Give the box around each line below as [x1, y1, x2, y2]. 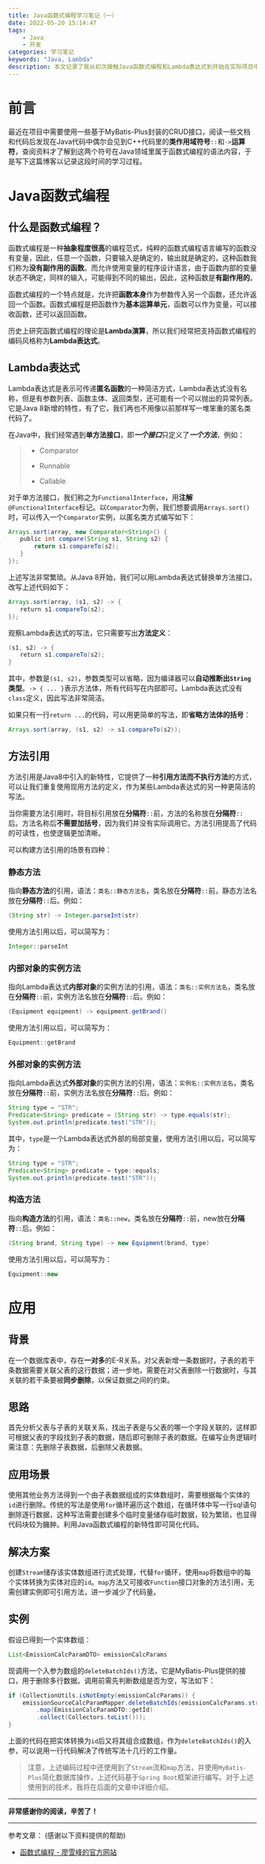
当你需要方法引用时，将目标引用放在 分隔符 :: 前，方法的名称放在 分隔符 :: [8, 808, 244, 818]
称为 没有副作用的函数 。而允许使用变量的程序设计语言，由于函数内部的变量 [14, 263, 257, 272]
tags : [8, 26, 26, 34]
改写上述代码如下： [8, 582, 71, 591]
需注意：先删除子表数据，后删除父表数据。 [8, 1442, 147, 1452]
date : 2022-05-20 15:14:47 [8, 19, 97, 27]
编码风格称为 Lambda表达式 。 [8, 336, 105, 345]
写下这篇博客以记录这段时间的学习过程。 [14, 156, 147, 166]
